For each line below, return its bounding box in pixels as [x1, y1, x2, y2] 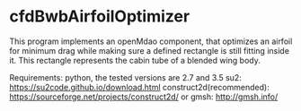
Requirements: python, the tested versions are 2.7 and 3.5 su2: [9, 72, 243, 82]
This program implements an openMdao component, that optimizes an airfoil [9, 36, 293, 47]
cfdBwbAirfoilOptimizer [9, 6, 190, 27]
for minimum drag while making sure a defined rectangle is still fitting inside [9, 45, 290, 55]
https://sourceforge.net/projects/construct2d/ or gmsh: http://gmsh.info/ [9, 91, 279, 102]
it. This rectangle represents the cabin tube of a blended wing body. [9, 55, 261, 65]
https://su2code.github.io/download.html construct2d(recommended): [9, 81, 270, 92]
